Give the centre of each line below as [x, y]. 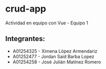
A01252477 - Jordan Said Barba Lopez [54, 56]
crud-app [26, 9]
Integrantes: [25, 39]
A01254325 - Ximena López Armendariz [55, 51]
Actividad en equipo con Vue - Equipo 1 [47, 23]
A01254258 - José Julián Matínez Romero [57, 62]
